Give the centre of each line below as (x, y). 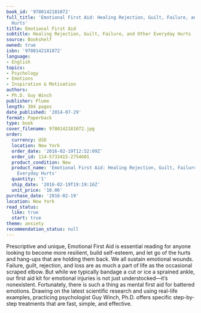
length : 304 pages (29, 106)
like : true (25, 213)
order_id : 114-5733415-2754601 (51, 156)
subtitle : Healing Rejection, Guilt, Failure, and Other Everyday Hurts (99, 34)
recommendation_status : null (42, 229)
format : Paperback (29, 118)
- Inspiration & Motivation (41, 85)
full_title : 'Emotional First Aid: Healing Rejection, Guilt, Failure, (97, 17)
